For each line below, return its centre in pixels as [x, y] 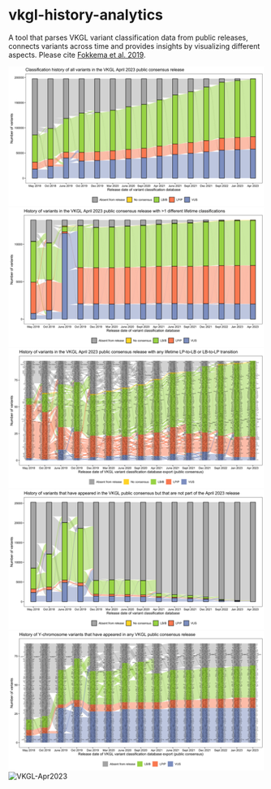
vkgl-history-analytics [86, 15]
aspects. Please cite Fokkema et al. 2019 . [77, 54]
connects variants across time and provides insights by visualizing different [134, 46]
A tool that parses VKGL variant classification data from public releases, [129, 37]
